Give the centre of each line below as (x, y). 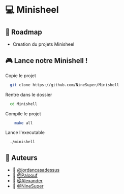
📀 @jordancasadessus (36, 170)
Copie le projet (21, 75)
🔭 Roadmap (24, 32)
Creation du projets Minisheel (43, 44)
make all (24, 123)
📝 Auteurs (21, 158)
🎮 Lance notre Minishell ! (46, 61)
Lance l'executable (25, 133)
